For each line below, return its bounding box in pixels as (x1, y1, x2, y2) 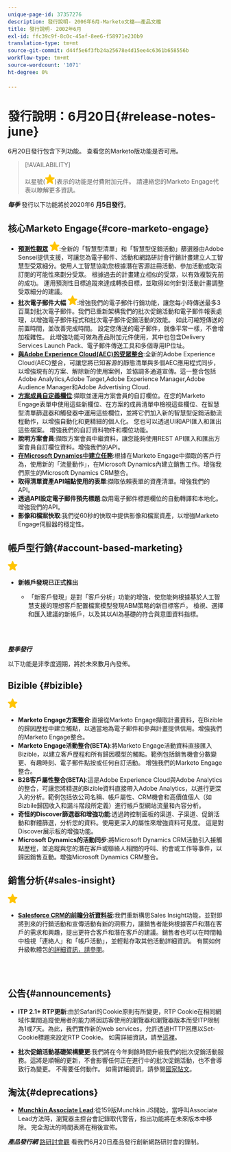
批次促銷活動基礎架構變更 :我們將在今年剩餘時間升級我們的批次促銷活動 (17, 1047, 218, 1055)
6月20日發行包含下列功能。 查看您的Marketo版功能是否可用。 (8, 147, 182, 156)
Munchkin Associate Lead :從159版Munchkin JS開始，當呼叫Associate (17, 1106, 218, 1114)
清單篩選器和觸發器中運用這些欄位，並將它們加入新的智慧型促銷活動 (23, 408, 217, 417)
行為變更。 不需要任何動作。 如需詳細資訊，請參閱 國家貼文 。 (23, 1064, 196, 1073)
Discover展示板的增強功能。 (17, 826, 97, 835)
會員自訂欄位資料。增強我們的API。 (23, 443, 124, 452)
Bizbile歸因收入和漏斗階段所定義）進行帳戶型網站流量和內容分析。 (17, 801, 205, 809)
